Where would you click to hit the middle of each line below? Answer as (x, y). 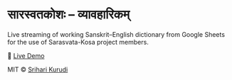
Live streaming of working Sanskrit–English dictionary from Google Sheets (116, 34)
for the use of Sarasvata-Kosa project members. (78, 42)
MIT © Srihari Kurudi (38, 69)
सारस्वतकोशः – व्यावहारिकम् (69, 15)
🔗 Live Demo (26, 55)
